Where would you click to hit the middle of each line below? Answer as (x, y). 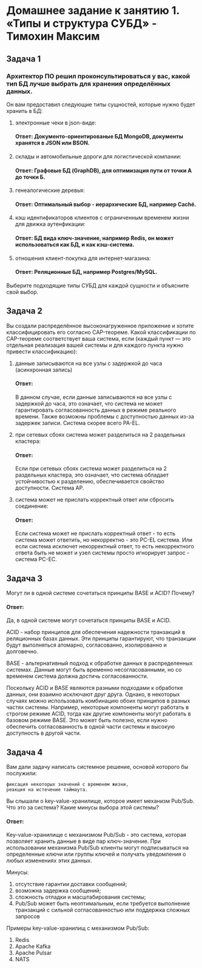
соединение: (32, 506)
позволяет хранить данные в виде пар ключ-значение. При (83, 841)
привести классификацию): (42, 351)
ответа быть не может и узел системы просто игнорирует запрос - (102, 553)
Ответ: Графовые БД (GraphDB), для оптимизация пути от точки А (103, 170)
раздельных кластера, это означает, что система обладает (92, 475)
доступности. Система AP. (49, 488)
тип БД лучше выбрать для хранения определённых (89, 84)
